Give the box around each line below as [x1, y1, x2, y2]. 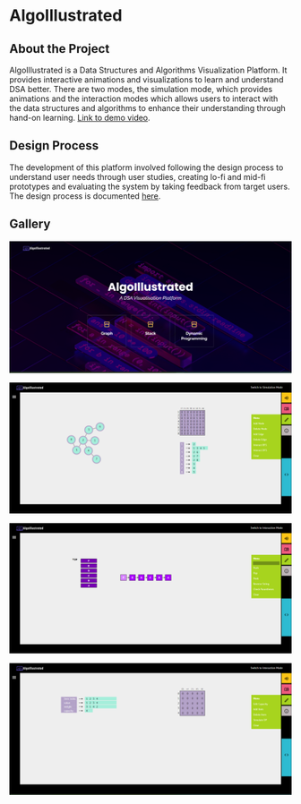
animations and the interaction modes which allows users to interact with [9, 93, 279, 104]
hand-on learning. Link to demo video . [9, 113, 150, 123]
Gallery [9, 217, 51, 232]
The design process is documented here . [9, 190, 161, 201]
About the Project [9, 41, 110, 56]
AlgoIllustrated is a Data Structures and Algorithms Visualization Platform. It [9, 64, 288, 75]
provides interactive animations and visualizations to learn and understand [9, 74, 284, 85]
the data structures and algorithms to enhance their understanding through [9, 103, 287, 113]
